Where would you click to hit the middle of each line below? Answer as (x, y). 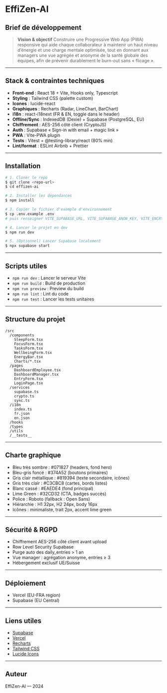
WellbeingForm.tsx (33, 352)
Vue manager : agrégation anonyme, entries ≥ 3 (61, 558)
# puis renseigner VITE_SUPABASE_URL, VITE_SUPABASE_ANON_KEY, (72, 218)
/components (22, 335)
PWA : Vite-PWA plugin (36, 135)
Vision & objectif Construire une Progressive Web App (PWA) (81, 39)
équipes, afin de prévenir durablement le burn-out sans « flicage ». (86, 60)
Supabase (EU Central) (36, 600)
